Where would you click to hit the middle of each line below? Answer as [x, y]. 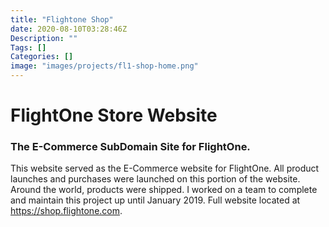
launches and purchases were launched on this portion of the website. [155, 179]
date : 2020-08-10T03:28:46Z [69, 29]
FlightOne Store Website [114, 115]
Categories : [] [42, 57]
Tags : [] [28, 47]
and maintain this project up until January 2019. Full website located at [155, 200]
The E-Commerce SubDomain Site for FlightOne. [130, 147]
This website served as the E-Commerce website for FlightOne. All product [165, 168]
